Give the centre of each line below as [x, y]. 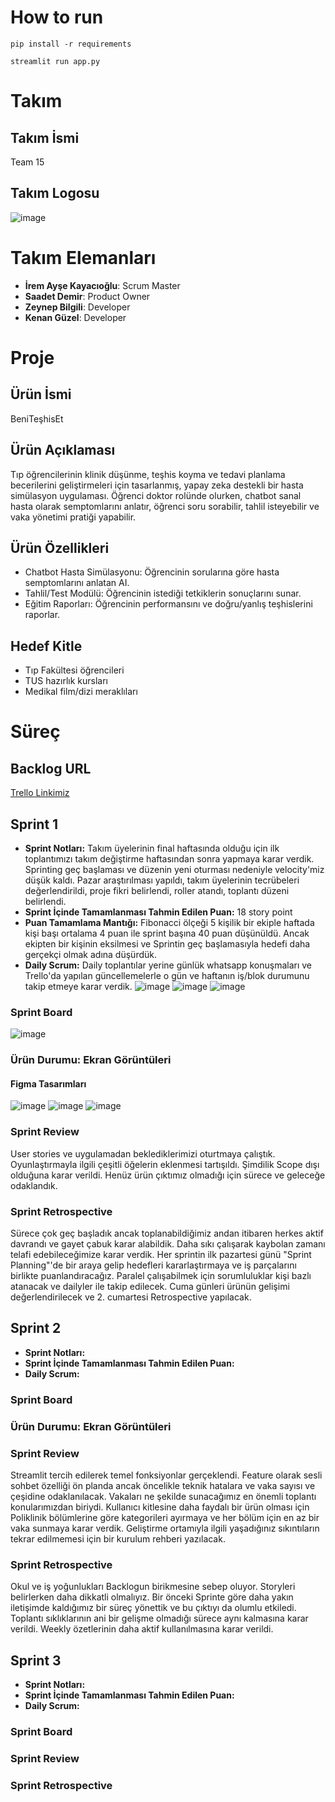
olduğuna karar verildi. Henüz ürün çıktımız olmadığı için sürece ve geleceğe [168, 1175]
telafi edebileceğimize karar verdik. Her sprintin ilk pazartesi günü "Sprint [161, 1254]
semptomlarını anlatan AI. [77, 583]
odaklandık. [34, 1185]
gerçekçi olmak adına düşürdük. [90, 954]
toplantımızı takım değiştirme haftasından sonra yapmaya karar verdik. [169, 858]
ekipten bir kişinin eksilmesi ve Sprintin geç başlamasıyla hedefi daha [167, 943]
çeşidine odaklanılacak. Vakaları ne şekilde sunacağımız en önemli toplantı [163, 1496]
